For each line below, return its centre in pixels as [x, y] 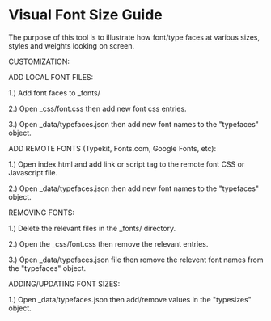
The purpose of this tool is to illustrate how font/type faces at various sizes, [134, 37]
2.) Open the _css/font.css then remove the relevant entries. [108, 243]
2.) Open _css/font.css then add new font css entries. [98, 108]
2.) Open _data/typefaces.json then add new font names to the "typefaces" [134, 188]
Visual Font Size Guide [86, 15]
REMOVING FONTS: [42, 213]
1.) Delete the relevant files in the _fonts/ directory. [92, 228]
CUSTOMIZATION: [39, 61]
